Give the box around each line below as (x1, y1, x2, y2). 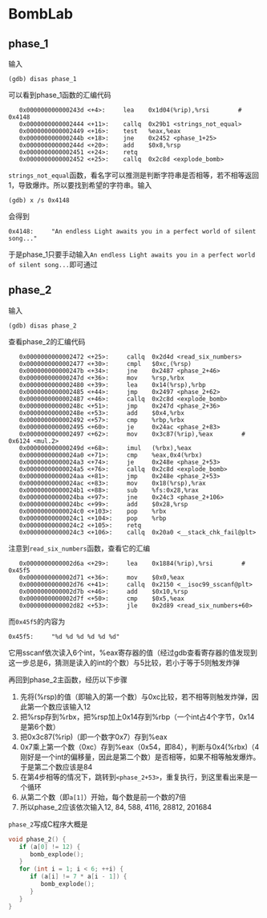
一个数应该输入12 (34, 701, 91, 711)
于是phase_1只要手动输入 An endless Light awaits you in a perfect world (8, 250, 256, 259)
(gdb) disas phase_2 (8, 322, 78, 330)
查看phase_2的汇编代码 (8, 336, 86, 346)
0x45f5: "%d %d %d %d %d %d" (8, 632, 120, 640)
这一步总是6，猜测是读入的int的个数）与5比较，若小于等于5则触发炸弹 (8, 657, 241, 667)
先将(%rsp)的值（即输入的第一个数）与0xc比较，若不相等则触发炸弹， (19, 692, 253, 701)
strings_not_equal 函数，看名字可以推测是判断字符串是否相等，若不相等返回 (8, 170, 259, 180)
